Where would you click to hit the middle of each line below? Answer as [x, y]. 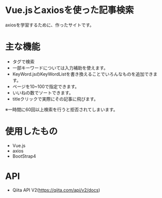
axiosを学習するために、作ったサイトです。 [50, 25]
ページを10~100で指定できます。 [46, 86]
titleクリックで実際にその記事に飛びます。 [55, 99]
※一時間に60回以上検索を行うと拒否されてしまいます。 [62, 109]
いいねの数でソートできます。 [43, 93]
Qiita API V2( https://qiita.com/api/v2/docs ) [56, 190]
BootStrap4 [24, 156]
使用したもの [32, 132]
